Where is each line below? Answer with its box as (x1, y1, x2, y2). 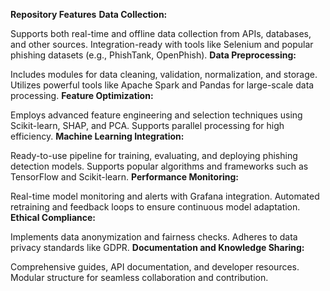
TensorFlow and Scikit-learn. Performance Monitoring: (10, 171, 239, 183)
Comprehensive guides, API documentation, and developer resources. (10, 261, 300, 273)
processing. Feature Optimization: (10, 90, 154, 101)
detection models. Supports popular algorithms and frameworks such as (10, 160, 309, 172)
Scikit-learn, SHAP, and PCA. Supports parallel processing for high (10, 120, 285, 131)
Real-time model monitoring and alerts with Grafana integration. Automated (10, 190, 320, 202)
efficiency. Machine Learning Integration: (10, 130, 185, 142)
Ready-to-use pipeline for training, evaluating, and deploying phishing (10, 150, 298, 161)
